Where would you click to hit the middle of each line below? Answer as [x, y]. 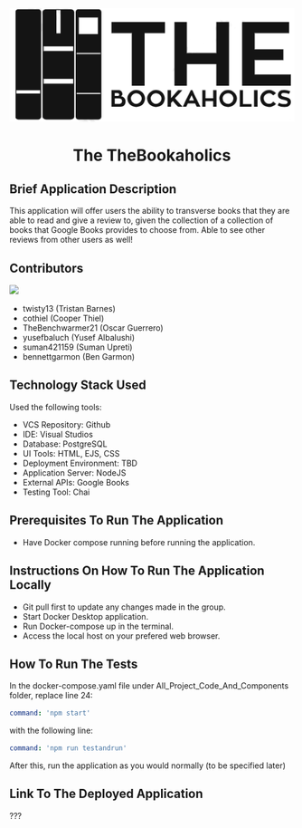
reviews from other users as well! [71, 240]
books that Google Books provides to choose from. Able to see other [137, 230]
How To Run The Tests [74, 664]
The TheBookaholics [152, 155]
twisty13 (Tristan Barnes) [69, 309]
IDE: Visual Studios [57, 434]
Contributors [47, 268]
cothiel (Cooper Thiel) [63, 318]
